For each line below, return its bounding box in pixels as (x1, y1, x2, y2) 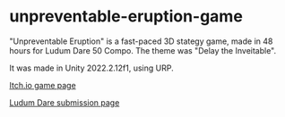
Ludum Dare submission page (9, 96, 120, 108)
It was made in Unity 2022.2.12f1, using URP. (9, 63, 174, 73)
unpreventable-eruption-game (9, 6, 244, 27)
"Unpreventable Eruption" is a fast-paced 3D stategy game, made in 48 (9, 36, 273, 46)
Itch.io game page (9, 79, 76, 90)
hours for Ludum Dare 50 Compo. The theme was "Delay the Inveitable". (9, 45, 277, 55)
